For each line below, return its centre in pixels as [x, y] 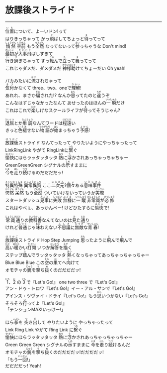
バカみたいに [18, 81]
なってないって [60, 46]
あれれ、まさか [21, 96]
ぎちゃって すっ [34, 61]
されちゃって [49, 81]
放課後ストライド [40, 10]
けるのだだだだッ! [45, 173]
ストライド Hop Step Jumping [49, 240]
